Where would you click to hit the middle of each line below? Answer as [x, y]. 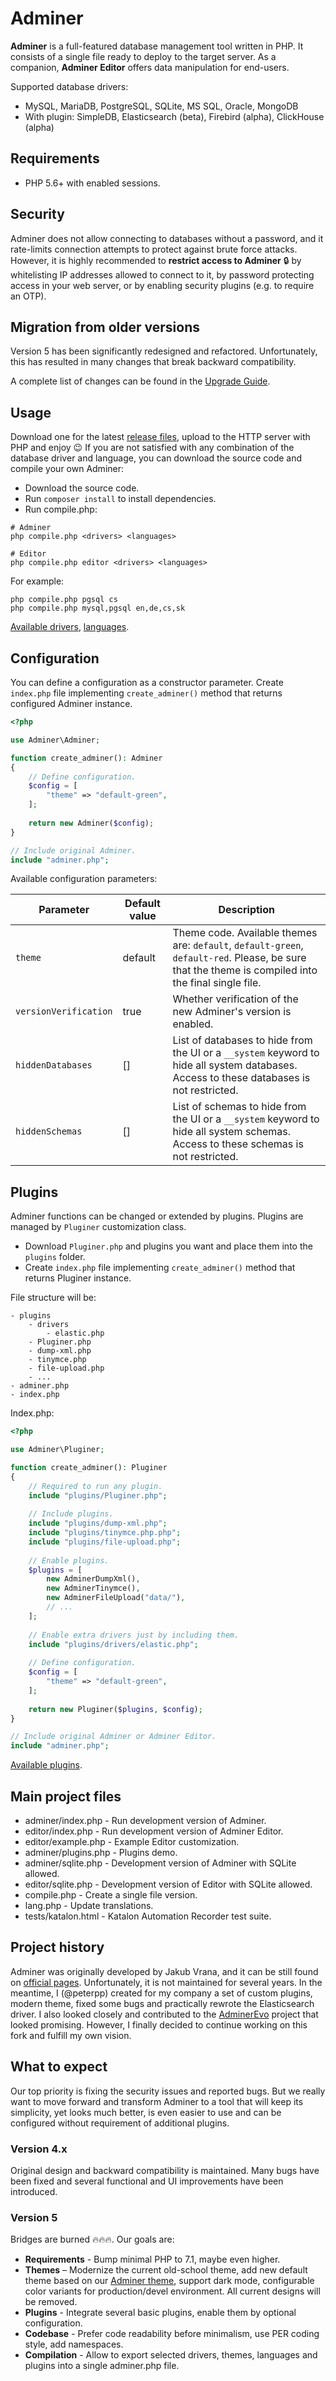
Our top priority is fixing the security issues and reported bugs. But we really [168, 2091]
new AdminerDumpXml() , [93, 1579]
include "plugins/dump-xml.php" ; [98, 1523]
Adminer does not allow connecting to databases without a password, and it [167, 238]
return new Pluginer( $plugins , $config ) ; [115, 1709]
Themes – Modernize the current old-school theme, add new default [166, 2270]
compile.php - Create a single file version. [111, 1895]
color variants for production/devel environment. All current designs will [172, 2291]
